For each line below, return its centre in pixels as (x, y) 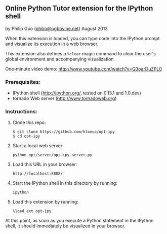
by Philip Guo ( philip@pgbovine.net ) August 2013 (56, 28)
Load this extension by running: (45, 202)
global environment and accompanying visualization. (60, 59)
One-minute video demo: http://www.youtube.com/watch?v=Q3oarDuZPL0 (83, 69)
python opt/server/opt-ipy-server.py (52, 155)
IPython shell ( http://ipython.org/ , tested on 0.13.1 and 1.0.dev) (77, 93)
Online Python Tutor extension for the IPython (79, 8)
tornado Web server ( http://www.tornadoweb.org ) (65, 98)
